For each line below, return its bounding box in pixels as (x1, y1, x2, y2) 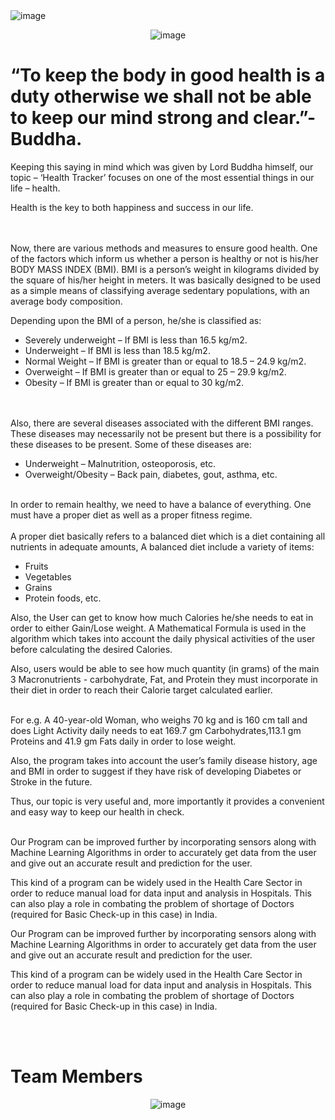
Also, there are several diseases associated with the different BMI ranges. (10, 417, 314, 429)
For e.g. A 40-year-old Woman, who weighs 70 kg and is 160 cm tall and (10, 714, 308, 726)
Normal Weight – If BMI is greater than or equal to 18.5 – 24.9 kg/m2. (24, 355, 307, 367)
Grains (24, 581, 53, 593)
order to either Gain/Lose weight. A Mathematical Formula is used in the (10, 622, 307, 634)
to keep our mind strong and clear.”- (10, 107, 317, 129)
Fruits (24, 560, 49, 572)
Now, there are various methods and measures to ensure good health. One (10, 242, 318, 254)
